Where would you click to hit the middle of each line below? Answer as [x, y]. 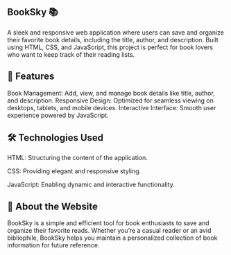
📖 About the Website [53, 206]
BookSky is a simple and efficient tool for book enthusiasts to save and [108, 223]
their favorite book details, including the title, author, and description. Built [113, 39]
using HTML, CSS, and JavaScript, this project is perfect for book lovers [110, 47]
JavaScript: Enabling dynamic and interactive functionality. [91, 185]
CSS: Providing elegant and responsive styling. [74, 171]
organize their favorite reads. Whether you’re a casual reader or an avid [109, 231]
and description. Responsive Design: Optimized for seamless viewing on [110, 100]
